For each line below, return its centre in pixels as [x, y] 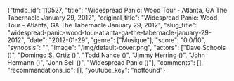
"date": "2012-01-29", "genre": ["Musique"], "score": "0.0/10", [116, 40]
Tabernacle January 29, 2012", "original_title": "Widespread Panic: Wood [112, 18]
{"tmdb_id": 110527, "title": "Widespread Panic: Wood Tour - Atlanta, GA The [117, 10]
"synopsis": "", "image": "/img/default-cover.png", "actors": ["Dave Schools [117, 48]
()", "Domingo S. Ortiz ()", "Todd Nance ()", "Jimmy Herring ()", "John [106, 55]
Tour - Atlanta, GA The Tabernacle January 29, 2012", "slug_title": [102, 25]
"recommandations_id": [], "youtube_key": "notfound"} [86, 70]
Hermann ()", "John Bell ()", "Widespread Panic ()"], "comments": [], [105, 62]
